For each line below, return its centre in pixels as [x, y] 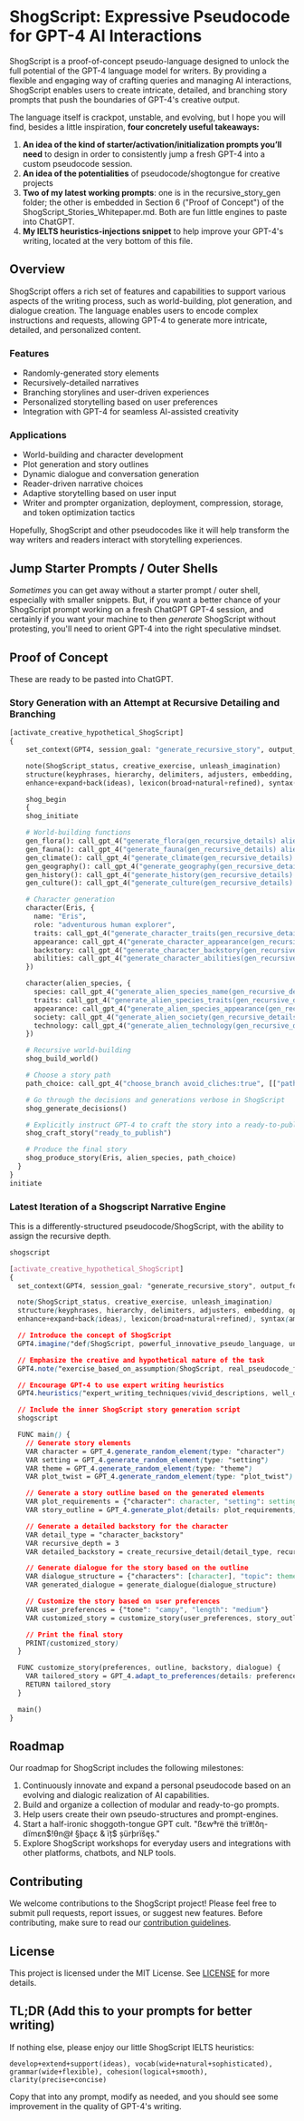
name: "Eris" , [60, 917]
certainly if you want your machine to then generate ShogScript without [142, 620]
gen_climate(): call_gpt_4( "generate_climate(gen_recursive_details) [160, 858]
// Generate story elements [78, 1443]
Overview [38, 269]
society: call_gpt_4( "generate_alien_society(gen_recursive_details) [167, 1017]
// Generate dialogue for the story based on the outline [137, 1568]
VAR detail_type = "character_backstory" [104, 1535]
